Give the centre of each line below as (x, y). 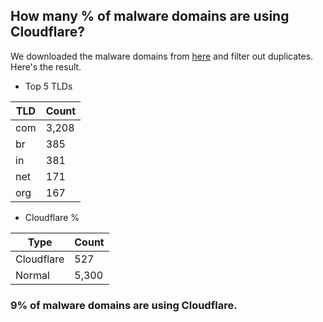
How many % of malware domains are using (150, 16)
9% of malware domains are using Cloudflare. (124, 305)
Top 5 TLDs (48, 86)
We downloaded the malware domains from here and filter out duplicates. (162, 56)
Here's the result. (46, 66)
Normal (32, 275)
